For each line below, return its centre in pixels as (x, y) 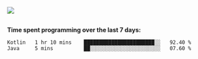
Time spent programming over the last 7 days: (74, 30)
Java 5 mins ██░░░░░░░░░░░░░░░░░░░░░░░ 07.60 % (99, 49)
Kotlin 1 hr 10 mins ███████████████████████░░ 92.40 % (99, 43)
